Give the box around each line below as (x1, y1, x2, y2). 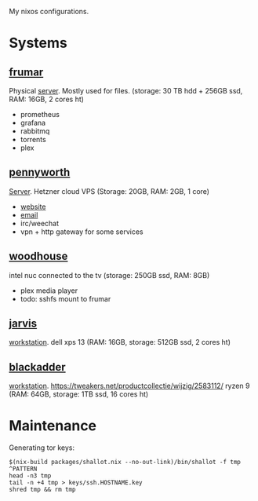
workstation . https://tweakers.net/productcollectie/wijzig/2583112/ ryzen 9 (9, 381, 250, 391)
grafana (20, 118, 46, 127)
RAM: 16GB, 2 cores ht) (9, 94, 85, 104)
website (20, 202, 46, 211)
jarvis (9, 317, 38, 331)
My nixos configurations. (9, 7, 89, 16)
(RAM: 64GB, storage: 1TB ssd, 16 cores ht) (9, 389, 149, 399)
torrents (20, 135, 46, 144)
